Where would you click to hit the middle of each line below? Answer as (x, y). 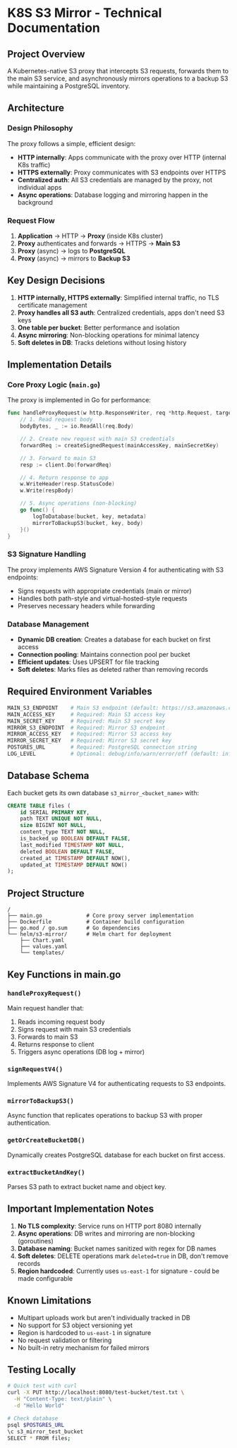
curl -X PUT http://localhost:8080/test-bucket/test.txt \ (96, 1393)
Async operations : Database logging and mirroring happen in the (113, 195)
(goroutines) (36, 1241)
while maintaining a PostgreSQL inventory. (69, 86)
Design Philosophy (40, 128)
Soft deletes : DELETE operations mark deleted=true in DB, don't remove (123, 1256)
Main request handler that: (46, 1008)
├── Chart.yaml (42, 941)
